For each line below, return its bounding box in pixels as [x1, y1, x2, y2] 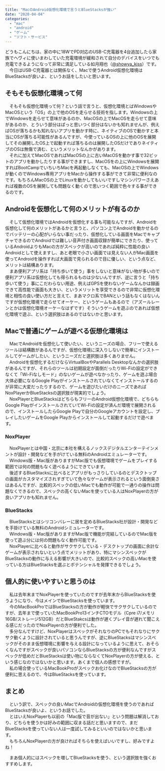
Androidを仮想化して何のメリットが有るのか [5, 205, 140, 213]
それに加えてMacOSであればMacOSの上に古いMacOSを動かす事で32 [9, 152, 149, 158]
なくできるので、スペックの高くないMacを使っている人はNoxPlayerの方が [9, 488, 159, 494]
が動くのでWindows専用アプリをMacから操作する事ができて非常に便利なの [5, 171, 158, 177]
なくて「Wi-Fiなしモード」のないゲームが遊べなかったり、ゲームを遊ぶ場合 [5, 372, 158, 378]
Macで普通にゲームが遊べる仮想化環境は [5, 326, 129, 335]
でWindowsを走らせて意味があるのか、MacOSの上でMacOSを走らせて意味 [5, 115, 157, 121]
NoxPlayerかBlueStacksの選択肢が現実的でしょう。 [5, 390, 109, 396]
